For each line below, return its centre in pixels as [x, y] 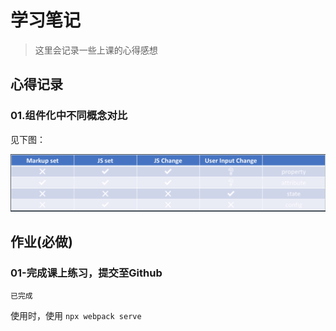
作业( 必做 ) [41, 242]
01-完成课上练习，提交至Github [86, 273]
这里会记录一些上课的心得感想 [96, 50]
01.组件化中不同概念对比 [69, 116]
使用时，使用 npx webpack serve [76, 316]
